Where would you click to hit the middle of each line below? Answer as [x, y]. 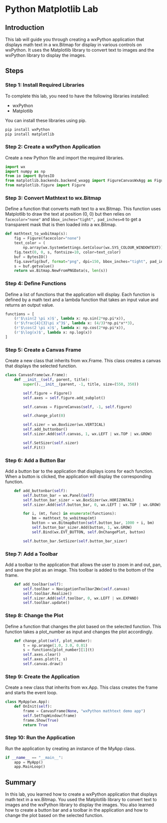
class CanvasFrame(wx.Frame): [37, 375]
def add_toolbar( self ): [39, 584]
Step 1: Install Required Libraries [45, 85]
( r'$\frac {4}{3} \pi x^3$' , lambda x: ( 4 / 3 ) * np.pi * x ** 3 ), [74, 323]
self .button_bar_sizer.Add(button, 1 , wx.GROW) [82, 528]
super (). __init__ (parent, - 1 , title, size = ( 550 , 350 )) [81, 384]
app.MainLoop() [30, 767]
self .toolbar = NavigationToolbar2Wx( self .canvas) [77, 589]
